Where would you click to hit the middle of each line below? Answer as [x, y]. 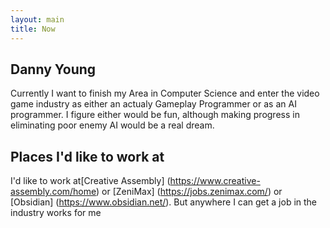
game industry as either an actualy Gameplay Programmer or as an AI [153, 104]
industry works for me [56, 213]
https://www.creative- [215, 181]
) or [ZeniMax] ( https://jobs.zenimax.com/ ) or [189, 192]
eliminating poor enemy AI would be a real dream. [112, 125]
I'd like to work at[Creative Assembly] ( [90, 181]
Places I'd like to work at [87, 156]
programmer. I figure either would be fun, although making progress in [155, 115]
